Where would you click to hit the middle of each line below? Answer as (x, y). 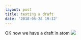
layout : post (18, 10)
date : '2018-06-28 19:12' (31, 19)
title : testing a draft (29, 14)
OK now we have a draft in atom (38, 33)
